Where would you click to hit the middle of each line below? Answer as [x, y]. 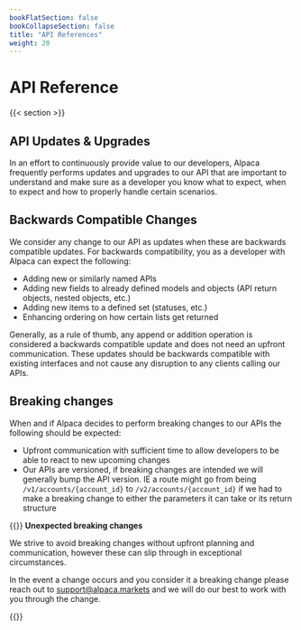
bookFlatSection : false [54, 18]
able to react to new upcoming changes [96, 460]
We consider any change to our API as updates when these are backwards [148, 241]
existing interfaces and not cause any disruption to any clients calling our [145, 363]
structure [39, 508]
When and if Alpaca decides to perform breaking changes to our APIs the [146, 423]
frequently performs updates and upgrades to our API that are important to [148, 172]
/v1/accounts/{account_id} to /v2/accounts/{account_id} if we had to [152, 488]
